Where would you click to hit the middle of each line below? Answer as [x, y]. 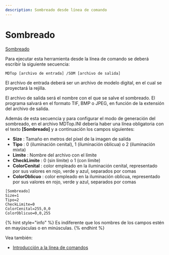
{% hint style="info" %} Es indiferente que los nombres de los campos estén [85, 222]
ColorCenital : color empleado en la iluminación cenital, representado [85, 166]
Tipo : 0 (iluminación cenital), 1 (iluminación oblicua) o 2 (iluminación [84, 144]
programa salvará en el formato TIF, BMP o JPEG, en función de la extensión [85, 103]
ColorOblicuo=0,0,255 [28, 213]
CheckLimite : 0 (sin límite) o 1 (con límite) [57, 160]
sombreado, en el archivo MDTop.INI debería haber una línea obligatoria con [84, 124]
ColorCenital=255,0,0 [28, 209]
